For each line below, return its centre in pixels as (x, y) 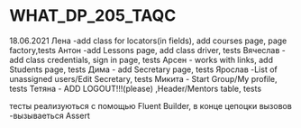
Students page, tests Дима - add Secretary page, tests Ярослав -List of (143, 69)
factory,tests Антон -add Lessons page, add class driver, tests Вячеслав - (148, 50)
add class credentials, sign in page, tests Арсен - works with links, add (141, 59)
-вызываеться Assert (50, 115)
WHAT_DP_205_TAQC (93, 16)
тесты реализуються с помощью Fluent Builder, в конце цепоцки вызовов (151, 105)
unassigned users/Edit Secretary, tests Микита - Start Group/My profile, (143, 78)
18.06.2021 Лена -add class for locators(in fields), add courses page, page (148, 41)
